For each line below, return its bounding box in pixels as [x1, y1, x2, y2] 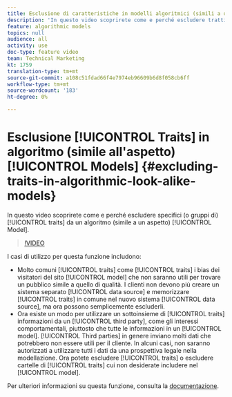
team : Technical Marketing [7, 55, 85, 62]
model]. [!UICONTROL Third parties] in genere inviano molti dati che [17, 331, 211, 340]
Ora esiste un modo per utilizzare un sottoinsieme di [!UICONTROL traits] [17, 309, 225, 318]
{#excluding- [141, 159, 219, 175]
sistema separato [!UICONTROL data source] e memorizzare [17, 287, 190, 296]
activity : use [7, 42, 48, 49]
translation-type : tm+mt [7, 68, 79, 75]
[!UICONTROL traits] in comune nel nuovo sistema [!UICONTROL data [17, 295, 215, 303]
